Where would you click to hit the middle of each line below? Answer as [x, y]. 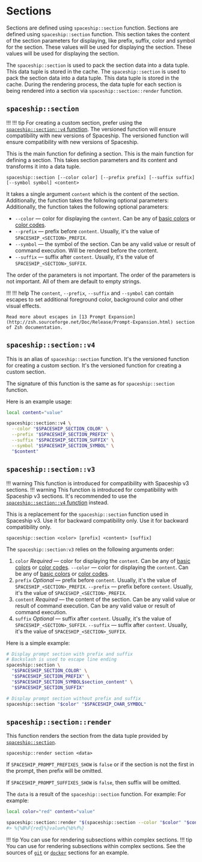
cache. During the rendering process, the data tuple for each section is [94, 84]
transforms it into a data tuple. [44, 166]
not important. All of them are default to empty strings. [74, 281]
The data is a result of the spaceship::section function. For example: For [96, 794]
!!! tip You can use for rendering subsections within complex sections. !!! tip [99, 840]
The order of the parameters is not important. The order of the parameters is [101, 275]
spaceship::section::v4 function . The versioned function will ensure [91, 129]
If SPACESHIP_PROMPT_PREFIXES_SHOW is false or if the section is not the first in [100, 764]
